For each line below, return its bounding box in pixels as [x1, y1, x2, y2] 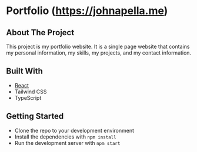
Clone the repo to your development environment [14, 127, 134, 134]
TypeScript [14, 94, 42, 101]
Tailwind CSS [14, 88, 47, 95]
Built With [6, 66, 43, 76]
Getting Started [6, 112, 64, 121]
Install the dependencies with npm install [14, 133, 116, 140]
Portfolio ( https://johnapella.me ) [6, 4, 168, 18]
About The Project [6, 28, 75, 38]
